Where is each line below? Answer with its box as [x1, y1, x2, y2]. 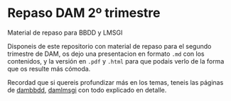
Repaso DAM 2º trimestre [7, 5, 161, 21]
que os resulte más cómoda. [7, 64, 91, 73]
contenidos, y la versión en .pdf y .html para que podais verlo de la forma [7, 57, 225, 65]
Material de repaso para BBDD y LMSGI [7, 28, 123, 37]
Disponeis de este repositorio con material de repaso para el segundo [7, 42, 212, 50]
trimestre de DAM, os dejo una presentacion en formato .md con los [7, 49, 205, 58]
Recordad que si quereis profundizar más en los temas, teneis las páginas [7, 78, 224, 86]
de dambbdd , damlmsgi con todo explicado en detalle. [7, 85, 167, 94]
